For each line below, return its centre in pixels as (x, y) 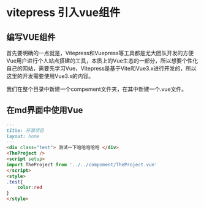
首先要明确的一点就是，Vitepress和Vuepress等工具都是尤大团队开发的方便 (100, 53)
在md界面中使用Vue (45, 110)
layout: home (23, 136)
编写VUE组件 (31, 37)
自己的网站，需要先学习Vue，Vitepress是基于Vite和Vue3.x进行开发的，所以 (102, 68)
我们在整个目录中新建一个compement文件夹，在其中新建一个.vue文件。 (97, 89)
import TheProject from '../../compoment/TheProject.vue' (82, 164)
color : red (30, 188)
